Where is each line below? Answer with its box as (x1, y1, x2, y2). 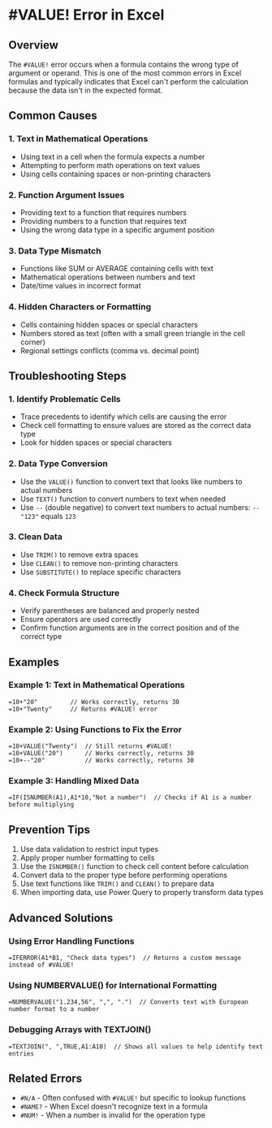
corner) (19, 337, 46, 347)
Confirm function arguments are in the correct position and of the (19, 623, 240, 633)
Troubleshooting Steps (8, 369, 127, 382)
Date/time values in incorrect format (19, 281, 141, 291)
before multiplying (8, 801, 75, 809)
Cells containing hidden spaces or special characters (19, 319, 198, 330)
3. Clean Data (8, 531, 63, 542)
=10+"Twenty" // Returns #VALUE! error (8, 705, 158, 713)
